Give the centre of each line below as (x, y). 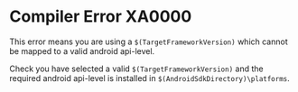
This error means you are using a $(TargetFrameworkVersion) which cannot (149, 41)
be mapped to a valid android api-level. (82, 51)
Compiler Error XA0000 (101, 17)
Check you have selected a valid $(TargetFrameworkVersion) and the (136, 69)
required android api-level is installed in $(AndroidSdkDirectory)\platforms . (150, 78)
